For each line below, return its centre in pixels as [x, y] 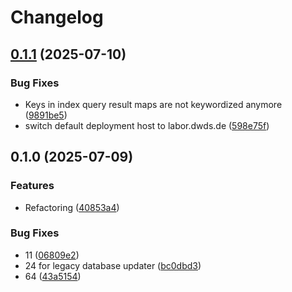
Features [32, 186]
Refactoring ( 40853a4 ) [72, 207]
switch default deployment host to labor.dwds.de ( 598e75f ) [147, 125]
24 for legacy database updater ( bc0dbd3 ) [113, 265]
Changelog [57, 17]
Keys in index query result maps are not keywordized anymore [153, 104]
